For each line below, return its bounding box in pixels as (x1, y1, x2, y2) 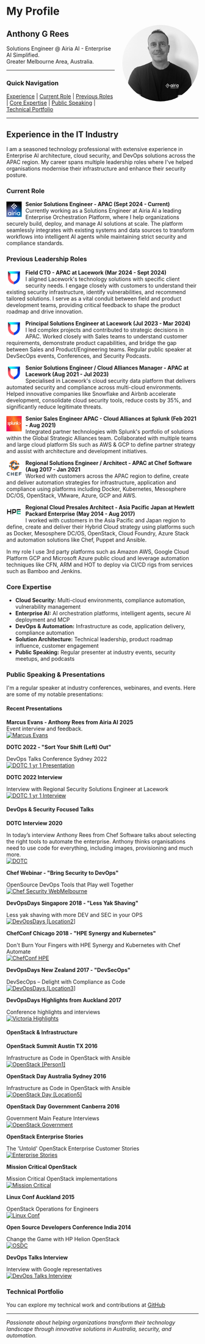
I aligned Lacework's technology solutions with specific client (25, 275, 180, 283)
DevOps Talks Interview (6, 1253, 68, 1261)
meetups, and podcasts (15, 655, 75, 662)
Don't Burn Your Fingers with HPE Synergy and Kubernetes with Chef (6, 941, 181, 949)
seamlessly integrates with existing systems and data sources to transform (6, 226, 195, 234)
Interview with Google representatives (6, 1265, 103, 1273)
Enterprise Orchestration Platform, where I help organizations (25, 213, 180, 221)
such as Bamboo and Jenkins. (6, 567, 82, 574)
